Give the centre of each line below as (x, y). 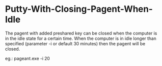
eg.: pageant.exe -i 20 (27, 58)
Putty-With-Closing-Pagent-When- (79, 9)
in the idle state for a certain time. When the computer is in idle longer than (81, 38)
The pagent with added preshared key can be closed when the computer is (81, 33)
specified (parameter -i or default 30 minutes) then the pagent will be (75, 43)
